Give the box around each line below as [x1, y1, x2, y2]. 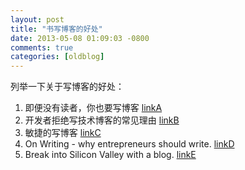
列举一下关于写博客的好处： [10, 81, 125, 93]
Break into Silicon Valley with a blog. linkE [24, 149, 197, 161]
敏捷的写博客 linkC [24, 127, 102, 139]
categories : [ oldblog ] [10, 52, 105, 62]
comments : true [10, 42, 74, 53]
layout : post [10, 14, 65, 25]
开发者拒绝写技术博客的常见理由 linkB [24, 114, 180, 126]
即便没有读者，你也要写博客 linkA [24, 102, 163, 114]
